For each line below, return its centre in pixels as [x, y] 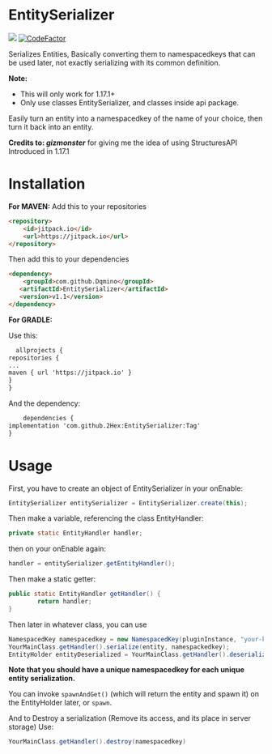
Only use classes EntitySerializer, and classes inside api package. [130, 102]
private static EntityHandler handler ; [76, 533]
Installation [47, 184]
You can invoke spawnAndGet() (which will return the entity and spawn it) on [134, 694]
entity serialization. [42, 679]
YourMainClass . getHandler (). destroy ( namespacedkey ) [97, 742]
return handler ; [65, 602]
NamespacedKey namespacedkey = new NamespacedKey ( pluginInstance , [123, 639]
